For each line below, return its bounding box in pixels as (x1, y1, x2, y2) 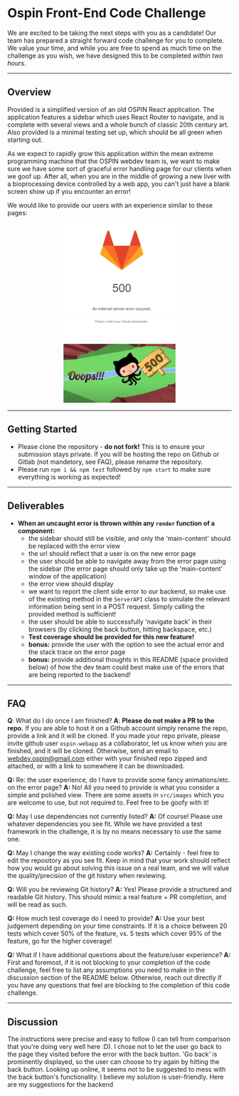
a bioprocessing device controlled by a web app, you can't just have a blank (7, 180, 230, 188)
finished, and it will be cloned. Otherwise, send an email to (7, 747, 179, 755)
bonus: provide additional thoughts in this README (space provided (28, 655, 228, 663)
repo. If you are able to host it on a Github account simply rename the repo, (7, 724, 228, 733)
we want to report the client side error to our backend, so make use (28, 586, 226, 596)
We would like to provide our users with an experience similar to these (7, 201, 213, 210)
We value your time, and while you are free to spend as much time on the (7, 43, 222, 52)
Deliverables (7, 500, 65, 512)
